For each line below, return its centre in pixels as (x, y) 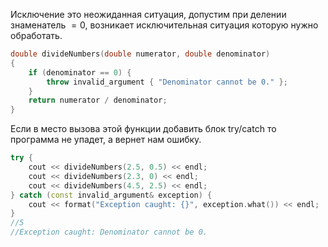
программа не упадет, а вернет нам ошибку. (106, 140)
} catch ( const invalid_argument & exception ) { (111, 195)
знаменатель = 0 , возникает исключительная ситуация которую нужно (164, 25)
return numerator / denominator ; (98, 100)
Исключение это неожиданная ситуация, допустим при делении (148, 14)
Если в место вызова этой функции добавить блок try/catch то (143, 129)
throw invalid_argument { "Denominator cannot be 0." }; (167, 82)
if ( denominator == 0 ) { (80, 72)
